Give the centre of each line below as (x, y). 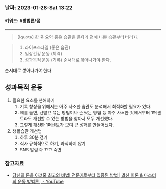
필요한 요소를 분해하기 (34, 100)
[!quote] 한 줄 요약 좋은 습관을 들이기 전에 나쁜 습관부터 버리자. (78, 37)
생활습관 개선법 (27, 131)
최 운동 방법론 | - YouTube (38, 182)
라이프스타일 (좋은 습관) (47, 47)
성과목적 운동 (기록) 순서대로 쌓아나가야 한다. (68, 60)
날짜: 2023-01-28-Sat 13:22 (39, 7)
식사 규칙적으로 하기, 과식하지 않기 (53, 143)
